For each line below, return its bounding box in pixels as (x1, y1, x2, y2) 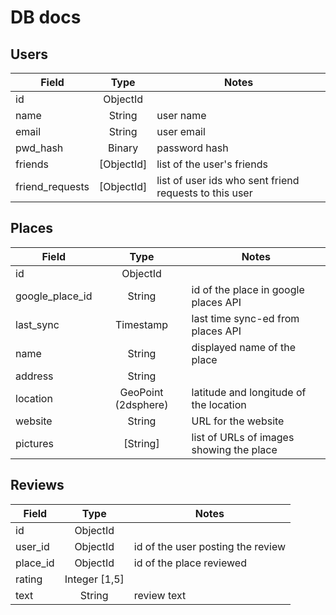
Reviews (10, 477, 65, 494)
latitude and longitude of (191, 385, 307, 399)
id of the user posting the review (133, 539, 287, 553)
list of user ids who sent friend (156, 174, 300, 187)
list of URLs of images (191, 430, 295, 444)
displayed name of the (191, 340, 297, 354)
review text (133, 588, 187, 602)
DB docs (10, 6, 82, 29)
